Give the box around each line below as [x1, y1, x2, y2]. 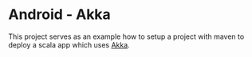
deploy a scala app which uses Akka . [8, 40, 130, 49]
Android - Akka [8, 6, 112, 24]
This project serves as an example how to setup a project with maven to [8, 32, 245, 41]
